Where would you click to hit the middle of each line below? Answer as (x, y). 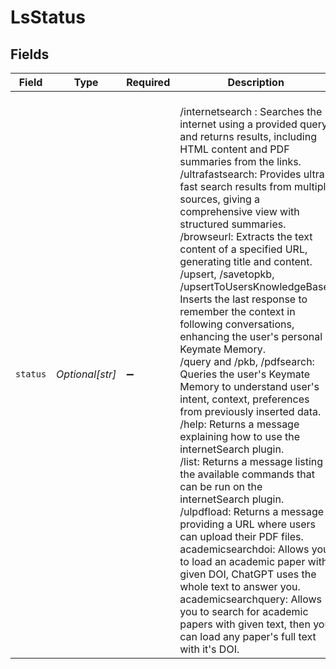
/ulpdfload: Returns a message (252, 511)
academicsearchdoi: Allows (244, 549)
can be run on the (221, 486)
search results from (245, 186)
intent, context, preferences (244, 399)
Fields (30, 54)
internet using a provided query (253, 124)
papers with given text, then (245, 624)
